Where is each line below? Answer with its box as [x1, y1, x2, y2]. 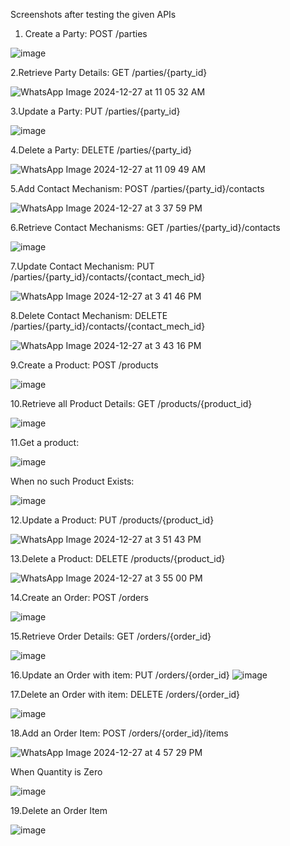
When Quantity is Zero [10, 766, 103, 778]
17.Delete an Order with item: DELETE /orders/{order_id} [10, 689, 241, 700]
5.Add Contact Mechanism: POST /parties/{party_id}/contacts [10, 183, 265, 194]
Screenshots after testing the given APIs [10, 9, 177, 20]
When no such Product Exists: [10, 475, 135, 487]
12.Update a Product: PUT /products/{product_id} [10, 514, 215, 526]
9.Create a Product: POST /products [10, 359, 159, 371]
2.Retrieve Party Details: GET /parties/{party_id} [10, 67, 208, 78]
